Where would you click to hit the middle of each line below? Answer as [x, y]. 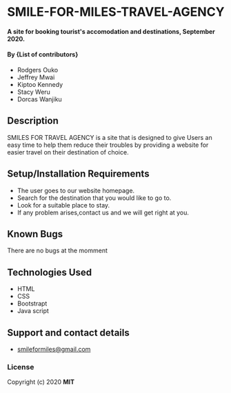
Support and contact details [68, 333]
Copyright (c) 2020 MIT [41, 382]
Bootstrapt [32, 303]
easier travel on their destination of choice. [68, 152]
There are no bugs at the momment [58, 251]
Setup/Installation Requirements [78, 174]
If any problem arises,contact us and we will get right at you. [103, 212]
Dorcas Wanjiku [39, 99]
